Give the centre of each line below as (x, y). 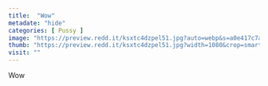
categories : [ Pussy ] (46, 30)
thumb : (19, 45)
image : (19, 38)
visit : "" (25, 53)
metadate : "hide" (37, 23)
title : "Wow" (32, 16)
